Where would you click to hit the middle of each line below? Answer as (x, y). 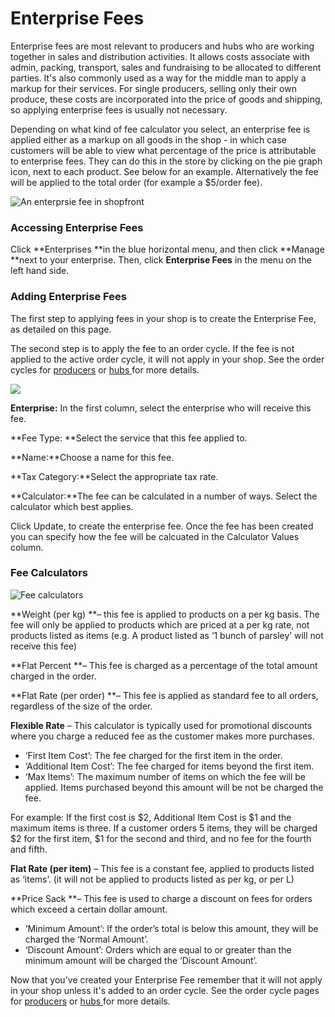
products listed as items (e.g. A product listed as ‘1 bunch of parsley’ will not (167, 635)
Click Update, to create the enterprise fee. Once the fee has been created (162, 526)
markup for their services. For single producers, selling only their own (153, 88)
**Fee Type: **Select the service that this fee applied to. (129, 438)
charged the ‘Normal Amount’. (86, 939)
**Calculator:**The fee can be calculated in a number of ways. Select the (164, 496)
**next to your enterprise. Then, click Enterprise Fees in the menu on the (161, 260)
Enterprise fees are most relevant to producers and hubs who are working (162, 46)
